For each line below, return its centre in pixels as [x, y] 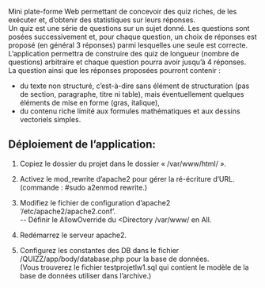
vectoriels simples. [50, 119]
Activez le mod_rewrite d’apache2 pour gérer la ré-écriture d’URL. [127, 179]
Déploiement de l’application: [82, 145]
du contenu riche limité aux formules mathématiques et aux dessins [130, 111]
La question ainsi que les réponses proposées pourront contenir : [115, 70]
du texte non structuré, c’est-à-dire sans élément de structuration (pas [134, 86]
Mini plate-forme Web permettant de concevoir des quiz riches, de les [123, 12]
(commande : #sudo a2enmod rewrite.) [83, 187]
